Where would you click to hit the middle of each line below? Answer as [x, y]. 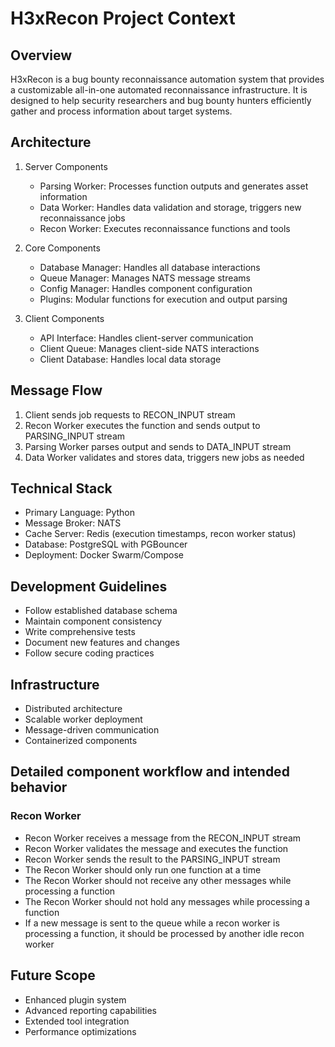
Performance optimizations [80, 1031]
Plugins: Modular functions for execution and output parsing [163, 299]
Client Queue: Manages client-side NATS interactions [149, 348]
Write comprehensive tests [80, 632]
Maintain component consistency [93, 621]
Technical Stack [61, 488]
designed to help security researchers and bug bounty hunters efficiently [161, 100]
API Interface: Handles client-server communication [146, 338]
